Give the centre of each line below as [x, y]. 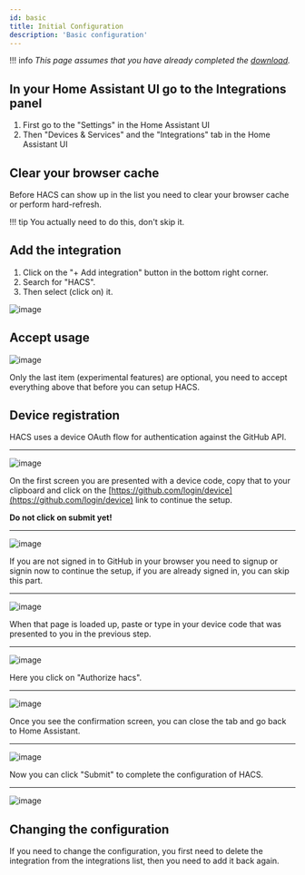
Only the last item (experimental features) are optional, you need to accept [148, 377]
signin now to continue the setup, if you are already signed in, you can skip [150, 571]
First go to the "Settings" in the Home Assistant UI [116, 125]
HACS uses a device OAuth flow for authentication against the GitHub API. [148, 437]
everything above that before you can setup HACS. [104, 387]
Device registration [65, 415]
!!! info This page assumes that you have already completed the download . [150, 61]
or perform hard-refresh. [56, 204]
